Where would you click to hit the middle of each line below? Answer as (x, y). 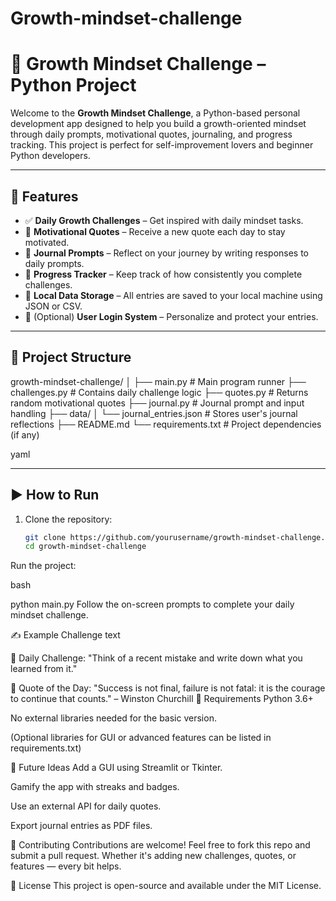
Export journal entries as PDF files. (81, 826)
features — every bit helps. (66, 866)
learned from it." (44, 669)
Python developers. (50, 156)
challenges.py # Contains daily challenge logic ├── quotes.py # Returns (159, 392)
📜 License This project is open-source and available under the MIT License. (166, 886)
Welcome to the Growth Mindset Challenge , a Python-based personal (155, 113)
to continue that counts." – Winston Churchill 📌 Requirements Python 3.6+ (162, 699)
